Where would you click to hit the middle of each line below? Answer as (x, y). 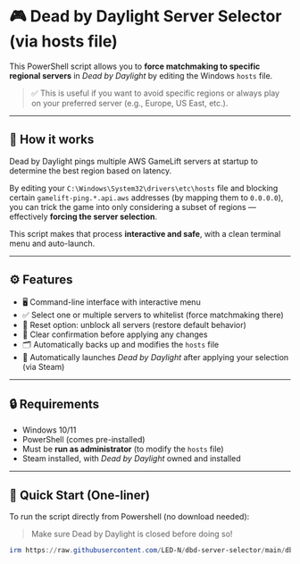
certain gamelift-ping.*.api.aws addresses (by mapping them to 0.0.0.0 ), (146, 198)
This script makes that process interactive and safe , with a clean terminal (145, 233)
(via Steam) (43, 366)
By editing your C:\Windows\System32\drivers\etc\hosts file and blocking (144, 188)
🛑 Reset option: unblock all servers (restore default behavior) (134, 324)
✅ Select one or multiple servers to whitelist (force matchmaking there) (153, 315)
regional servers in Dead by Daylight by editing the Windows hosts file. (141, 75)
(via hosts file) (63, 42)
